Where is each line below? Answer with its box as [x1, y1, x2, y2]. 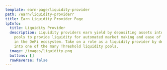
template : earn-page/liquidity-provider [5, 7, 90, 12]
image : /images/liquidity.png [9, 48, 72, 53]
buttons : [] [9, 53, 35, 58]
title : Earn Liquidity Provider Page [5, 16, 83, 21]
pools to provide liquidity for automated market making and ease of [14, 35, 162, 40]
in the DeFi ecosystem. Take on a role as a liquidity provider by [14, 39, 157, 44]
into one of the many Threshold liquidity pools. [14, 44, 119, 49]
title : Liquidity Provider [9, 26, 66, 31]
